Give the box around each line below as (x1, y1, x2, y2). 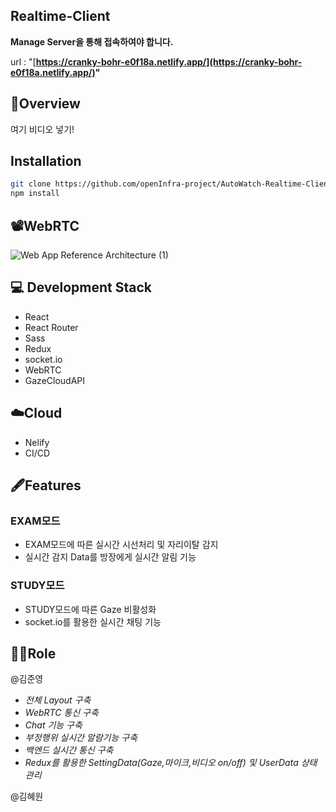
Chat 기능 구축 (24, 719, 83, 731)
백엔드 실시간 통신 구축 (24, 744, 114, 756)
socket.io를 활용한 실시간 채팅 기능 (24, 615, 162, 628)
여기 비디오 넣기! (10, 123, 75, 135)
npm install (10, 189, 60, 199)
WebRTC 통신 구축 (24, 707, 99, 719)
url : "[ (10, 55, 37, 68)
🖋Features (10, 477, 82, 494)
